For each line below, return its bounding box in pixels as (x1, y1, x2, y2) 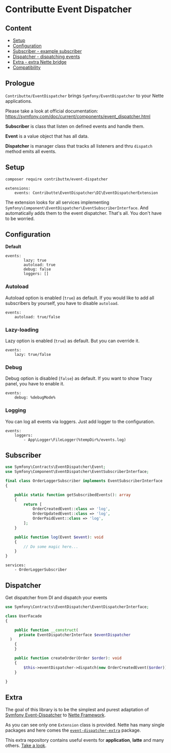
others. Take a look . (5, 742, 47, 749)
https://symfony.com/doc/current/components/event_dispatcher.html (5, 113, 151, 119)
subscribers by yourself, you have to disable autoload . (5, 300, 119, 306)
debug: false (23, 267, 51, 272)
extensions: (5, 186, 31, 191)
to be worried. (5, 215, 35, 221)
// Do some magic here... (23, 544, 79, 549)
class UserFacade (5, 613, 42, 619)
